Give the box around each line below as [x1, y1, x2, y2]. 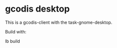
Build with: [5, 29, 27, 34]
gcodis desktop [5, 3, 70, 15]
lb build [5, 38, 21, 44]
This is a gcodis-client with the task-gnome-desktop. [5, 19, 113, 25]
